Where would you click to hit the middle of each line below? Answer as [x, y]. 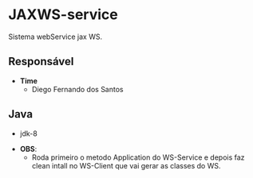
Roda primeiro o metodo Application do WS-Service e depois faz [138, 157]
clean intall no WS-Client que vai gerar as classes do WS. [126, 165]
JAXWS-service [63, 15]
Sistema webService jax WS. [55, 37]
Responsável [41, 62]
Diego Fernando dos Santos [77, 89]
